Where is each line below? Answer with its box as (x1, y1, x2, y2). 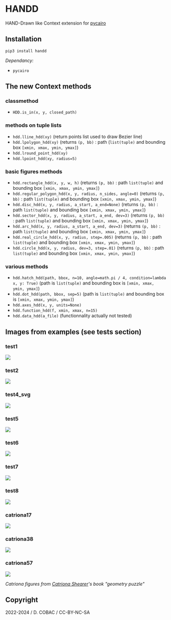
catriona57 (5, 560, 33, 567)
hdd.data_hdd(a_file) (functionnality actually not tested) (12, 313, 132, 319)
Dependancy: (5, 57, 34, 63)
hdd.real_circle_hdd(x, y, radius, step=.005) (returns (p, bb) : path (12, 234, 162, 240)
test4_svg (5, 391, 31, 398)
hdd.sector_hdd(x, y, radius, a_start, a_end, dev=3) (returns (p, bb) (12, 212, 165, 218)
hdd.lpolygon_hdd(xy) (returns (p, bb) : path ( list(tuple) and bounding (12, 139, 166, 145)
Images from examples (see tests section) (5, 327, 142, 336)
